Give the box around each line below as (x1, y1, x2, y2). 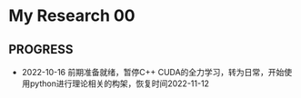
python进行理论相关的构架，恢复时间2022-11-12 (29, 78, 210, 89)
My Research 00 (8, 5, 135, 26)
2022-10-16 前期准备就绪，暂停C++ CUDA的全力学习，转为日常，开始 (21, 67, 285, 77)
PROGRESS (8, 42, 74, 57)
